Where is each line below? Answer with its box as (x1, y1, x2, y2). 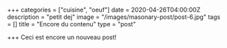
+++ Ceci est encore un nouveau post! (7, 33, 117, 41)
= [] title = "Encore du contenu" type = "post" (7, 20, 136, 28)
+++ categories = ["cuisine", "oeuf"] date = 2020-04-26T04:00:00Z (7, 6, 201, 14)
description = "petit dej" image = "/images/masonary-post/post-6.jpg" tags (7, 13, 221, 21)
